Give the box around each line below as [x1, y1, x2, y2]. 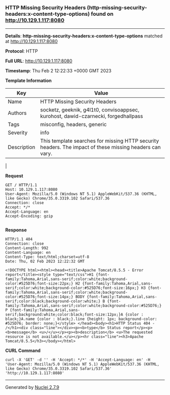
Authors [8, 109, 27, 116]
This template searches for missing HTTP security [40, 137, 159, 144]
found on [91, 10, 114, 17]
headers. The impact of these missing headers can [40, 144, 161, 151]
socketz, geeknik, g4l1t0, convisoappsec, [40, 106, 140, 113]
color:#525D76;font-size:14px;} [5, 294, 73, 300]
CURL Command [5, 347, 41, 353]
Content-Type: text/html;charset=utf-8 [5, 255, 90, 260]
